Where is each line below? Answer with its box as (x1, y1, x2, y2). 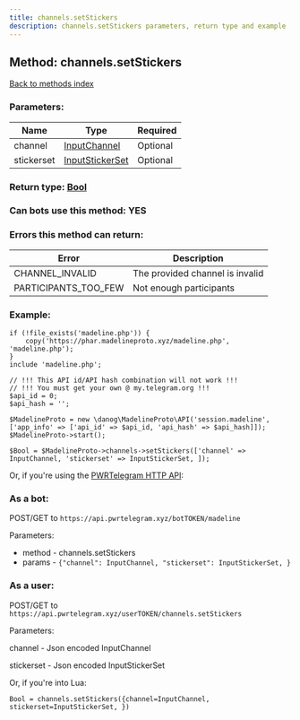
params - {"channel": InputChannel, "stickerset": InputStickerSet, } (21, 557, 291, 568)
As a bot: (9, 492, 49, 505)
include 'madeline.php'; (9, 360, 102, 369)
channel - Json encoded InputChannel (9, 642, 151, 653)
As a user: (9, 579, 55, 592)
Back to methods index (9, 78, 94, 90)
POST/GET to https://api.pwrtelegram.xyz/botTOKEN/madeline (9, 513, 241, 524)
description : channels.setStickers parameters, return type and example (9, 22, 287, 30)
